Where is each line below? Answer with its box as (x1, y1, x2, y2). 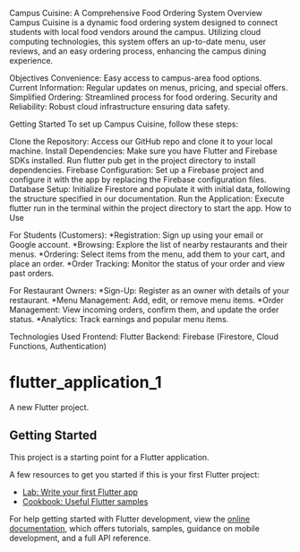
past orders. (9, 268, 55, 278)
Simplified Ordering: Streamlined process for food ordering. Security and (9, 92, 278, 102)
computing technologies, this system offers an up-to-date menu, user (9, 36, 267, 47)
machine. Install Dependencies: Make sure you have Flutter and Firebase (9, 145, 278, 156)
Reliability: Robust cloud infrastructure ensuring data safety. (9, 101, 230, 111)
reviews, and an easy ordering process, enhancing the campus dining (9, 46, 267, 57)
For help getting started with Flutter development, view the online (9, 513, 251, 524)
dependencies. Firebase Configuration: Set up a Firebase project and (9, 165, 264, 175)
